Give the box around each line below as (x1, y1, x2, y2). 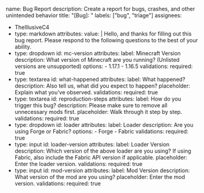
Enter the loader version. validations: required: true (14, 161, 143, 167)
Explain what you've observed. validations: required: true (14, 89, 158, 96)
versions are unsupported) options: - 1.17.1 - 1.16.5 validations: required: (14, 62, 193, 70)
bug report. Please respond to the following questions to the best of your (14, 37, 198, 44)
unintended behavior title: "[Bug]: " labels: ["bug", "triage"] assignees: (5, 12, 182, 19)
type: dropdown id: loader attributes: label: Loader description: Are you (14, 121, 194, 128)
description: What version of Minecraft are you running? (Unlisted (14, 56, 180, 63)
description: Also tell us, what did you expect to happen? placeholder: (14, 82, 191, 89)
